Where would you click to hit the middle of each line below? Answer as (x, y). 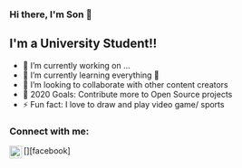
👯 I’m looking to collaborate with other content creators (125, 84)
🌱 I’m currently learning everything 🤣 (91, 75)
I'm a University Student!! (83, 44)
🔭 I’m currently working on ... (76, 65)
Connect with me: (49, 131)
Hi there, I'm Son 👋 (51, 14)
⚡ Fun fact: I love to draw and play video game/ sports (123, 104)
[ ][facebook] (47, 151)
